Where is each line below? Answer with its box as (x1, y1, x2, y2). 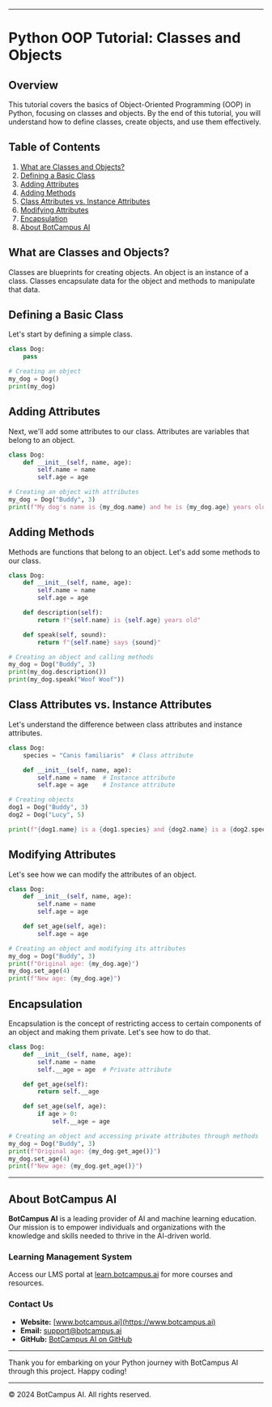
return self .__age (37, 1087, 100, 1096)
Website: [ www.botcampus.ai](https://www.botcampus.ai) (19, 1317, 216, 1327)
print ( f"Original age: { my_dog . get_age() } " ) (8, 1147, 161, 1156)
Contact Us (8, 1298, 54, 1310)
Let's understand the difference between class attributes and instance (8, 719, 243, 729)
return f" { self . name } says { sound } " (37, 638, 161, 646)
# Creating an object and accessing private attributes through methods (8, 1132, 259, 1140)
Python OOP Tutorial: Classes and (8, 29, 241, 47)
